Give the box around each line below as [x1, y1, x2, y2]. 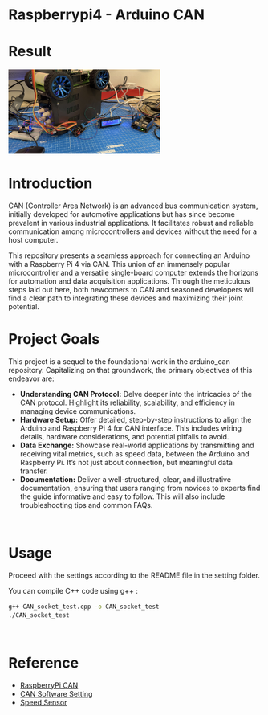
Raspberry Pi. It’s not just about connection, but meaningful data [19, 458, 233, 468]
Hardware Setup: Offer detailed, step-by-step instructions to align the [19, 415, 252, 425]
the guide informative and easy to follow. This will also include [19, 492, 225, 501]
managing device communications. [19, 407, 136, 416]
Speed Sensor [19, 697, 67, 707]
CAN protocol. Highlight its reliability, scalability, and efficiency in [19, 398, 235, 407]
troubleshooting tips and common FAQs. [19, 500, 153, 510]
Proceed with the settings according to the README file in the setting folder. [8, 570, 261, 580]
